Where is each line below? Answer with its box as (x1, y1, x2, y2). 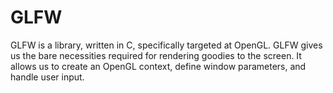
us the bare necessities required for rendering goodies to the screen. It (10, 49, 302, 61)
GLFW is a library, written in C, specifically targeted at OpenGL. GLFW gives (10, 39, 323, 51)
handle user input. (10, 71, 85, 83)
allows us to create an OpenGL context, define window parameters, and (10, 60, 307, 72)
